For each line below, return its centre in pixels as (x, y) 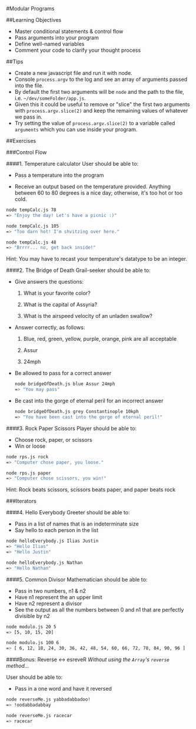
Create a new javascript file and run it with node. (73, 73)
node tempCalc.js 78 (31, 210)
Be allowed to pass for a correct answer (63, 373)
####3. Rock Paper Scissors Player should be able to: (72, 428)
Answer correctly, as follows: (50, 327)
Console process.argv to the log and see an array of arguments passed (101, 79)
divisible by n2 (32, 616)
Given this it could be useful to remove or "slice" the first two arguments (102, 104)
